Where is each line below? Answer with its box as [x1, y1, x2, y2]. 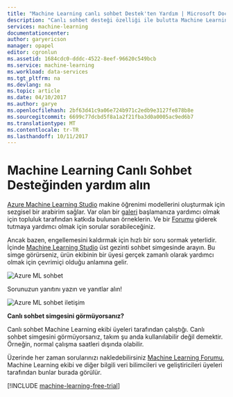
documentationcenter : [7, 29, 70, 37]
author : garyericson [7, 36, 67, 43]
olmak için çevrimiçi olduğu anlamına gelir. [7, 258, 128, 267]
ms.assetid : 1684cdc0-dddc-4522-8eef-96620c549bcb [7, 56, 157, 62]
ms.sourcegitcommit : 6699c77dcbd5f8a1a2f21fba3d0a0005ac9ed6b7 [7, 113, 194, 120]
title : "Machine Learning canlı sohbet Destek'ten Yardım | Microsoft [7, 10, 216, 17]
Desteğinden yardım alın [7, 178, 151, 193]
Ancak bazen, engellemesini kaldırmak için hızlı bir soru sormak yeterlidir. [7, 236, 217, 244]
